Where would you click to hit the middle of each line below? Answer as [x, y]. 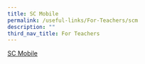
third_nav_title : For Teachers [54, 33]
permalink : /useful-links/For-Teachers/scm [73, 20]
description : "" [31, 27]
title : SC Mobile [33, 14]
